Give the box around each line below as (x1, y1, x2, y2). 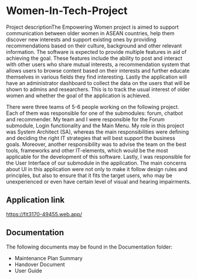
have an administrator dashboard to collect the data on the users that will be (6, 79, 191, 86)
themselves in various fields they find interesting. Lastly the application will (6, 73, 187, 80)
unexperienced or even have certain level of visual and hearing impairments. (6, 178, 191, 185)
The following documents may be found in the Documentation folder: (6, 243, 173, 250)
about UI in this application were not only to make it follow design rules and (6, 165, 188, 172)
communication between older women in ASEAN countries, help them (6, 29, 175, 36)
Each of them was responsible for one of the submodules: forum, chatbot (6, 110, 184, 117)
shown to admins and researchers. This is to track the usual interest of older (6, 86, 191, 93)
